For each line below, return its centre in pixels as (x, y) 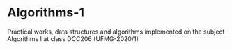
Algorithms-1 (46, 13)
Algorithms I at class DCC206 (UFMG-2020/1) (73, 38)
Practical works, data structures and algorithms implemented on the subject (116, 32)
